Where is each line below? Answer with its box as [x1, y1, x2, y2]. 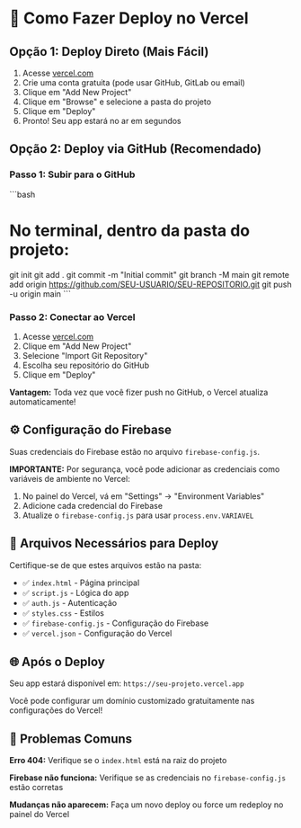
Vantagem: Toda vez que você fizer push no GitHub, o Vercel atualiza [9, 387, 269, 397]
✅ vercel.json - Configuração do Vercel [22, 628, 173, 638]
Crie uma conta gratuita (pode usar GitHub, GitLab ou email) [22, 77, 245, 88]
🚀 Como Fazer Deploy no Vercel [9, 8, 249, 29]
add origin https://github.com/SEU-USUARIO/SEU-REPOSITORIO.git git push [9, 279, 292, 289]
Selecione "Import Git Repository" [22, 350, 148, 361]
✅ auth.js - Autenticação [22, 597, 118, 608]
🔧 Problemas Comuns [9, 731, 133, 746]
